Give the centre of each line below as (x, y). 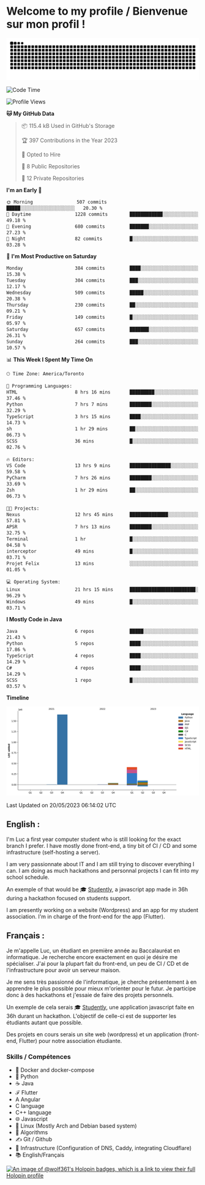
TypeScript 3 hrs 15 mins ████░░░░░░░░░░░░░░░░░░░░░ (102, 417)
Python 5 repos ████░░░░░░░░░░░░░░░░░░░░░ (102, 643)
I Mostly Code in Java (34, 619)
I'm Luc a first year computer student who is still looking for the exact (94, 839)
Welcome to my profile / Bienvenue (97, 11)
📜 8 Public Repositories (50, 166)
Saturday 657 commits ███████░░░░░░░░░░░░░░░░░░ (102, 329)
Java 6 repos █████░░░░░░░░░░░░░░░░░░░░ (102, 631)
